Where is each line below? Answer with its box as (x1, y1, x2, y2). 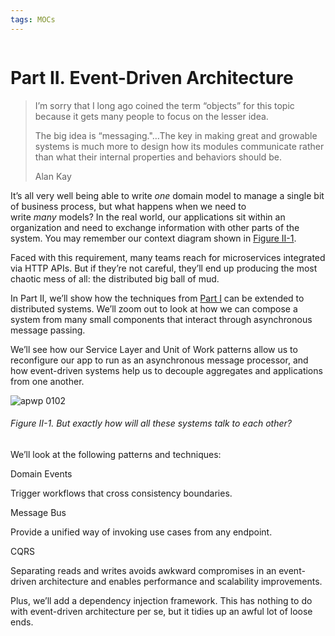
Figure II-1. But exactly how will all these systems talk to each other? (10, 417, 292, 430)
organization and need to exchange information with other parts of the (10, 221, 300, 233)
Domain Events (10, 467, 73, 480)
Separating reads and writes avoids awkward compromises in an (10, 564, 277, 576)
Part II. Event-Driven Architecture (10, 66, 294, 89)
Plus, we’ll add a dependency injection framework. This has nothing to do (10, 594, 313, 606)
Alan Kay (34, 170, 72, 182)
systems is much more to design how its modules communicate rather (34, 140, 325, 152)
